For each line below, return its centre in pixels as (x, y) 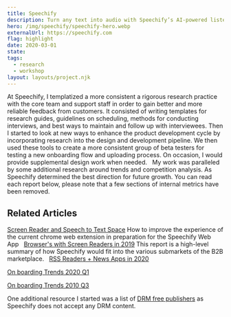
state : (16, 52)
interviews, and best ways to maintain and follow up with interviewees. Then (115, 126)
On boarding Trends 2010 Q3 (48, 285)
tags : (15, 58)
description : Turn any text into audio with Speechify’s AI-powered (107, 20)
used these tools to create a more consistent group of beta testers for (106, 148)
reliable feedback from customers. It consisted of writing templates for (107, 111)
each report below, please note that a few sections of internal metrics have (113, 184)
